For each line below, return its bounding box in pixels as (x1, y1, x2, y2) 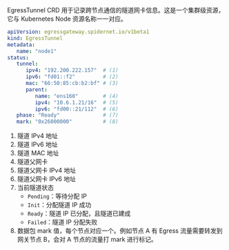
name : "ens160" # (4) (34, 93, 119, 99)
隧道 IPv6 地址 (17, 140, 58, 148)
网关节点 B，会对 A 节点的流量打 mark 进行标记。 (17, 235, 157, 244)
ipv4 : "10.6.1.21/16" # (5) (34, 99, 119, 106)
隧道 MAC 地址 (17, 149, 59, 157)
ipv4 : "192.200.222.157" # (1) (25, 67, 119, 74)
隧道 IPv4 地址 (17, 132, 59, 140)
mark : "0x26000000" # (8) (16, 118, 119, 126)
